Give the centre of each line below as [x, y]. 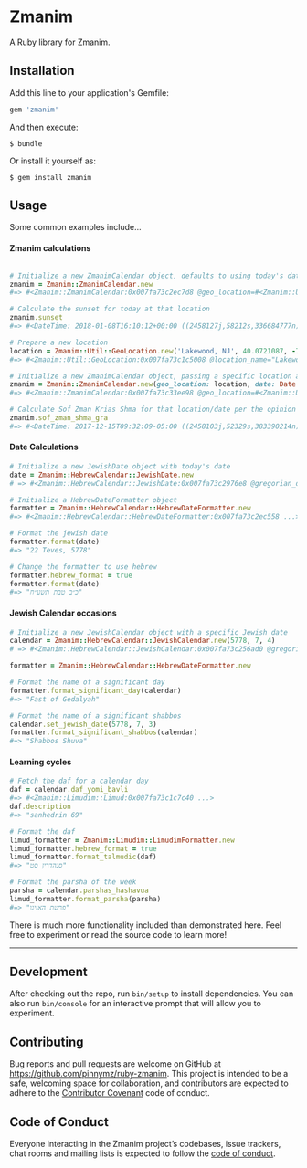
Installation [42, 71]
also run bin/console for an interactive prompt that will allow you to [136, 1004]
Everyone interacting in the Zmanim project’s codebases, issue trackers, [145, 1144]
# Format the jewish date [58, 533]
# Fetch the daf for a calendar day [79, 781]
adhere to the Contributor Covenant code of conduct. [110, 1093]
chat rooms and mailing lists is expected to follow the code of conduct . [143, 1153]
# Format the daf [42, 831]
